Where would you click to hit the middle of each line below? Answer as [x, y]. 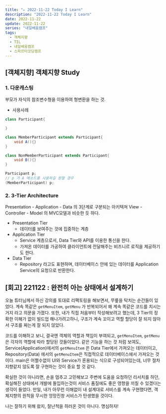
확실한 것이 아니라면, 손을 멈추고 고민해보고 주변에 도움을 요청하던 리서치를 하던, [83, 377]
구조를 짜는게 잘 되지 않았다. [37, 325]
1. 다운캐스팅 [19, 88]
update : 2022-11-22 [25, 24]
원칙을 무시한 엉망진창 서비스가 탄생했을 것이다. [68, 395]
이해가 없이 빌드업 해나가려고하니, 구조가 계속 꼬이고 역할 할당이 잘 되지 [83, 319]
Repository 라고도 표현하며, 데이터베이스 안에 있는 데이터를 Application [89, 264]
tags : [11, 33]
